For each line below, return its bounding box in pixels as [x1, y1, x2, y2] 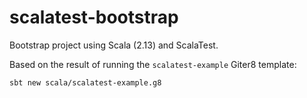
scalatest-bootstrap [9, 6, 179, 29]
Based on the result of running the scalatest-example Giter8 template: [9, 58, 297, 70]
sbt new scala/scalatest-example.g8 [9, 77, 162, 88]
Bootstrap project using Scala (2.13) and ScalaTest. [9, 39, 219, 51]
